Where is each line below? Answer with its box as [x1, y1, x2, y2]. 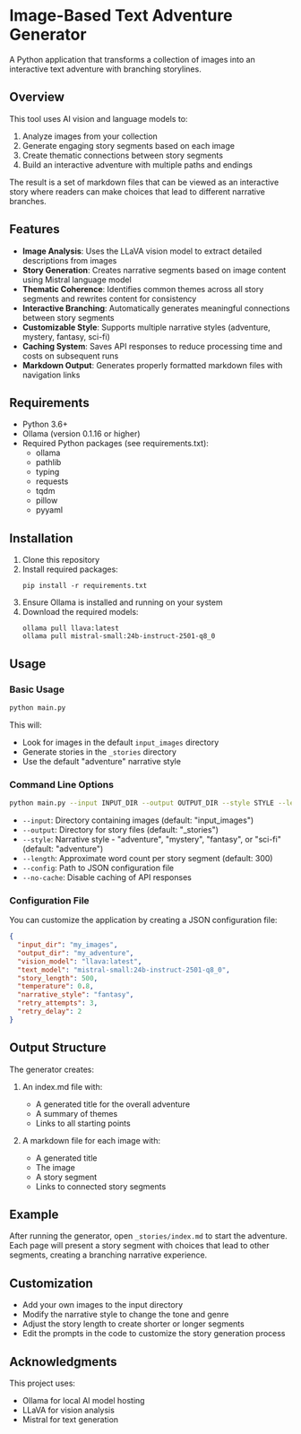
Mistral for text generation [21, 1414, 119, 1425]
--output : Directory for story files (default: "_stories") [21, 824, 219, 834]
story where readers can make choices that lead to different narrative [9, 186, 266, 197]
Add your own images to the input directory [21, 1300, 184, 1310]
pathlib [35, 457, 62, 468]
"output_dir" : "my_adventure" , [17, 948, 134, 957]
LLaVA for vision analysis [21, 1404, 115, 1416]
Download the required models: [21, 607, 139, 618]
